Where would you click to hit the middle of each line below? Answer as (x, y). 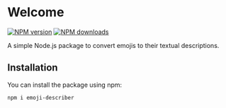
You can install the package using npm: (65, 85)
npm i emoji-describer (41, 97)
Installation (33, 68)
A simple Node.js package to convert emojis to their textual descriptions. (113, 45)
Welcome (36, 12)
